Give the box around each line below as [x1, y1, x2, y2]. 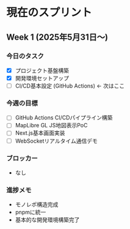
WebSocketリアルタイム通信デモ [15, 137, 98, 145]
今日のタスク [6, 51, 45, 60]
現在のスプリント [6, 6, 93, 20]
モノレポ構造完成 [15, 201, 59, 208]
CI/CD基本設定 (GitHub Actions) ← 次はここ [15, 82, 125, 89]
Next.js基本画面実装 [15, 129, 65, 137]
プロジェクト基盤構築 [15, 67, 69, 74]
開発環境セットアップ [15, 74, 69, 81]
